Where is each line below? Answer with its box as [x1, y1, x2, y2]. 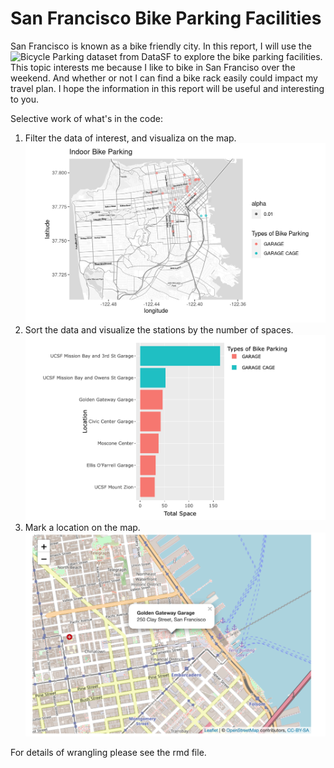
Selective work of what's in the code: [10, 112, 164, 124]
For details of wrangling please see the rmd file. [10, 747, 207, 759]
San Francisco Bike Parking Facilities [10, 7, 322, 30]
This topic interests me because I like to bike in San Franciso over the [10, 61, 296, 73]
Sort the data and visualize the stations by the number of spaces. [24, 324, 294, 336]
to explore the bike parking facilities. [173, 50, 323, 62]
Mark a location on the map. [24, 522, 141, 534]
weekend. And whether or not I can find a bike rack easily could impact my [10, 72, 318, 84]
